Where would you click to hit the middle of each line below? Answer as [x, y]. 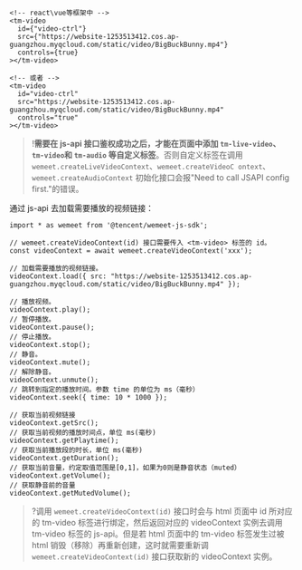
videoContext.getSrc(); [54, 423]
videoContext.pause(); [52, 327]
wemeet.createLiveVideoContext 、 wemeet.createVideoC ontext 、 [151, 166]
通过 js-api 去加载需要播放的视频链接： [81, 208]
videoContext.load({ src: [58, 276]
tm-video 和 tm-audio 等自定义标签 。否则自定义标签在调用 [137, 155]
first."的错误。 [57, 189]
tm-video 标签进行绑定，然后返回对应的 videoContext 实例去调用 [162, 522]
